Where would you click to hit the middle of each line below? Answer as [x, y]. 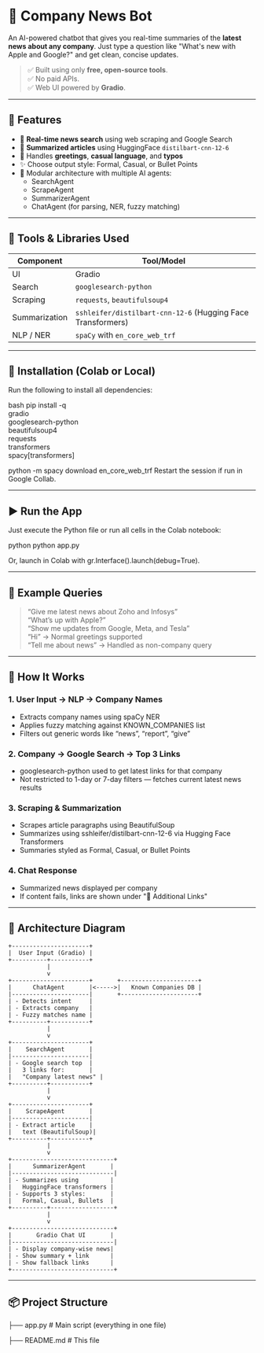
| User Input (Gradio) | [50, 953]
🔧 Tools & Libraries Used [69, 239]
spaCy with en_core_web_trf [125, 335]
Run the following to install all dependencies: [81, 390]
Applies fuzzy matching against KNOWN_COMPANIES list [112, 725]
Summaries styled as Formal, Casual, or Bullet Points [105, 850]
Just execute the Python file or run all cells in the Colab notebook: [115, 530]
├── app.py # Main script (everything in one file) [87, 1325]
